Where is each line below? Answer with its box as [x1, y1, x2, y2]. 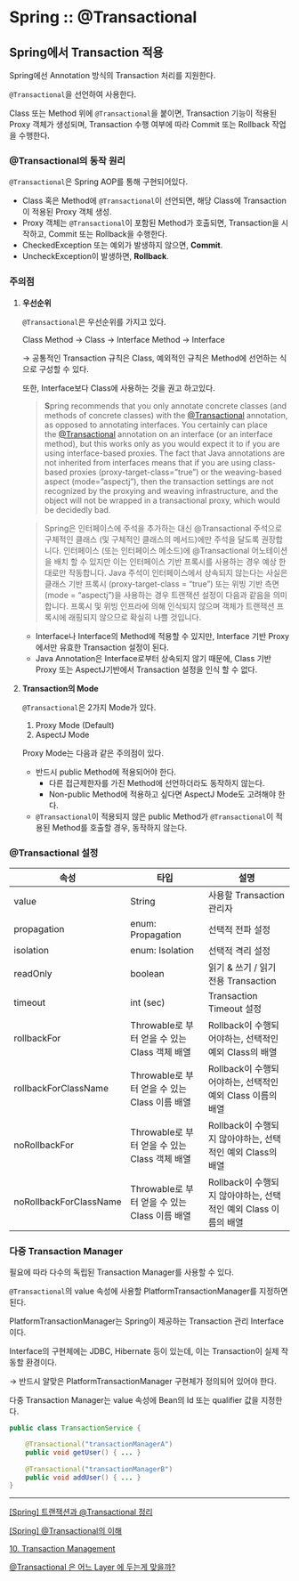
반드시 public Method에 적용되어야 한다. [35, 766, 176, 777]
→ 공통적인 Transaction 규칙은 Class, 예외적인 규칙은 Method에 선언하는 [21, 353, 278, 363]
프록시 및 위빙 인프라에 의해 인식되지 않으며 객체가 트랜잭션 [70, 600, 275, 612]
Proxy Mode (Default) [35, 719, 115, 730]
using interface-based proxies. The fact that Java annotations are [44, 448, 286, 458]
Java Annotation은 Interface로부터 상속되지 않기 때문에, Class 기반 [35, 653, 271, 663]
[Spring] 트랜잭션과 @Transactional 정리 [9, 1507, 153, 1518]
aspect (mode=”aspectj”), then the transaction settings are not [44, 475, 274, 487]
